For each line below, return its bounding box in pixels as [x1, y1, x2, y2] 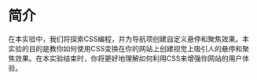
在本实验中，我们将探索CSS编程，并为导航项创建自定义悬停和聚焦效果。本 [8, 34, 250, 43]
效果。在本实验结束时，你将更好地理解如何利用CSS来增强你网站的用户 [14, 54, 243, 63]
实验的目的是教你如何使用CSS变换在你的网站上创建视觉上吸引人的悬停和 [8, 43, 243, 53]
